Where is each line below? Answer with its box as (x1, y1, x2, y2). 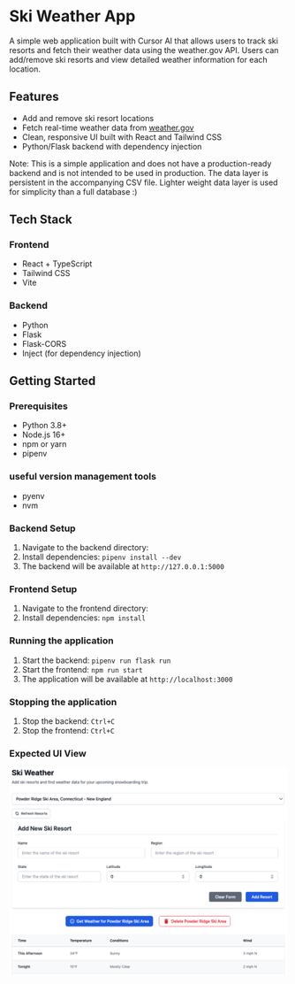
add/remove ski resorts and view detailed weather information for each (9, 54, 268, 65)
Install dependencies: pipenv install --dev (21, 551, 182, 563)
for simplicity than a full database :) (9, 186, 138, 196)
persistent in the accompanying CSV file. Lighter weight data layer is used (9, 177, 278, 188)
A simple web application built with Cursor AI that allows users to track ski (9, 35, 278, 46)
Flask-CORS (21, 338, 67, 349)
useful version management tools (9, 471, 157, 483)
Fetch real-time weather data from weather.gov (21, 122, 194, 133)
